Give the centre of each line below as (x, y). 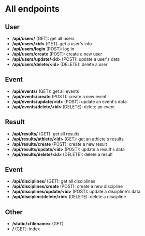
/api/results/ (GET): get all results (46, 134)
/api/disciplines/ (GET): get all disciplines (54, 181)
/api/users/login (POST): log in (43, 49)
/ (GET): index (26, 229)
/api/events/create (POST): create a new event (59, 96)
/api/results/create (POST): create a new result (59, 144)
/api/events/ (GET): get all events (45, 91)
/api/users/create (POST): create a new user (57, 54)
